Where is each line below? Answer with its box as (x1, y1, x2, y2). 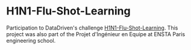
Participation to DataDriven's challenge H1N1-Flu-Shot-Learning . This (6, 24, 178, 31)
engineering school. (6, 37, 56, 44)
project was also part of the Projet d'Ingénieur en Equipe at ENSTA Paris (6, 30, 186, 37)
